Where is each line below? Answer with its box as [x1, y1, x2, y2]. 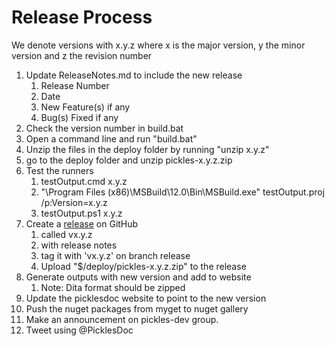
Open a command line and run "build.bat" [25, 132, 198, 145]
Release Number [40, 79, 110, 91]
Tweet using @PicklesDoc [25, 324, 134, 336]
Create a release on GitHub [25, 217, 139, 230]
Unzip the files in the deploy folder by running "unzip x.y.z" [25, 143, 270, 155]
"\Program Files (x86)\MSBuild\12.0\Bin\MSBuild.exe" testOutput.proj [40, 186, 326, 198]
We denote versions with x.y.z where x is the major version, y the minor [11, 39, 306, 51]
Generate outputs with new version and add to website [25, 271, 252, 283]
